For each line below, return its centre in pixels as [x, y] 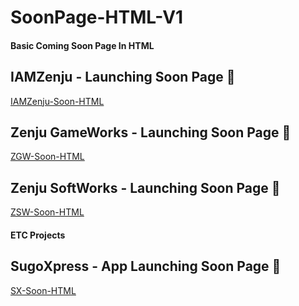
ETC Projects [38, 235]
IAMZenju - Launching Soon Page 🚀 [123, 77]
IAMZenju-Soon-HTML [57, 101]
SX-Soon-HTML [43, 290]
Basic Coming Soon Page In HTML [82, 45]
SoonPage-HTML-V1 [97, 17]
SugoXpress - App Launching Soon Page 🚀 [146, 266]
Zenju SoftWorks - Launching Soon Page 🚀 [145, 187]
